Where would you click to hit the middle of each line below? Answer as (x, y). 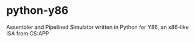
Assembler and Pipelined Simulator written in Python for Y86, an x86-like (98, 27)
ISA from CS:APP (28, 33)
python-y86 (37, 10)
